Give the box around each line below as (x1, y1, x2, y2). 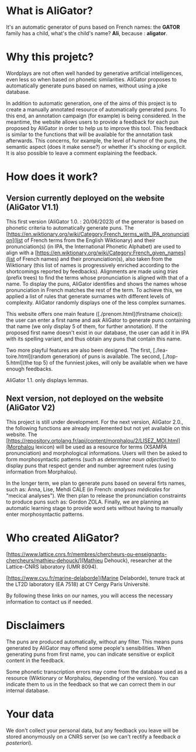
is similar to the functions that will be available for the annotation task (6, 131, 173, 138)
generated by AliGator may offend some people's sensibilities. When (6, 644, 171, 651)
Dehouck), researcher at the (104, 557, 173, 564)
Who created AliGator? (6, 531, 120, 545)
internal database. (6, 687, 50, 694)
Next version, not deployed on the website (6, 394, 164, 404)
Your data (6, 707, 54, 720)
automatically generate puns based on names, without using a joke (6, 82, 168, 89)
